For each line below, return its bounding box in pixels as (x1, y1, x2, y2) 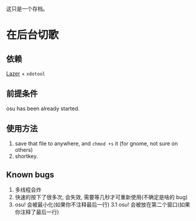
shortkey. (14, 152, 38, 160)
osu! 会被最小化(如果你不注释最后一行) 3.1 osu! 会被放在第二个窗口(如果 (14, 201, 190, 208)
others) (14, 146, 33, 153)
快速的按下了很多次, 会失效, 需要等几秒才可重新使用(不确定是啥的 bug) (14, 194, 188, 201)
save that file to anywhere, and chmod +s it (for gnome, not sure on (14, 139, 178, 147)
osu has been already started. (6, 105, 80, 112)
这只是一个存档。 (6, 5, 48, 12)
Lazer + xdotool (6, 70, 46, 77)
